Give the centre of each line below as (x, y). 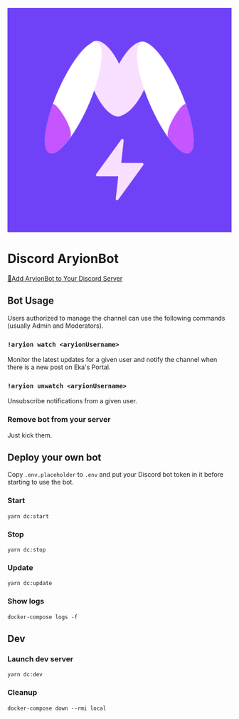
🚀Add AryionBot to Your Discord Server (65, 278)
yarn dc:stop (27, 550)
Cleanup (22, 693)
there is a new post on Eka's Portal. (59, 367)
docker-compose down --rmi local (57, 708)
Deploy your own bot (54, 458)
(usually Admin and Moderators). (55, 326)
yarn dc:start (28, 516)
